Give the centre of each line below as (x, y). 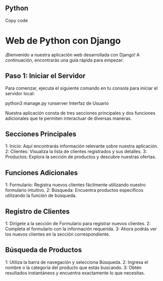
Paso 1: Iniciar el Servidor (45, 76)
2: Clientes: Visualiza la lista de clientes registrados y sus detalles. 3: (76, 152)
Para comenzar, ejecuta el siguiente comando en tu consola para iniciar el (81, 88)
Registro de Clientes (38, 211)
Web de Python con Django (63, 41)
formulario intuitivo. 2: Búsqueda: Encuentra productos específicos (74, 190)
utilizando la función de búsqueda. (41, 195)
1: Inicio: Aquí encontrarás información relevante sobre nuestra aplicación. (82, 146)
